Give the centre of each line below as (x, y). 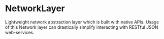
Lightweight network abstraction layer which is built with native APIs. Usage (82, 22)
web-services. (20, 32)
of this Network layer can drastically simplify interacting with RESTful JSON (82, 27)
